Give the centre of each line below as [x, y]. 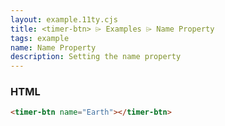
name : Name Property [53, 47]
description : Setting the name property [96, 57]
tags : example [40, 38]
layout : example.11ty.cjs [64, 19]
